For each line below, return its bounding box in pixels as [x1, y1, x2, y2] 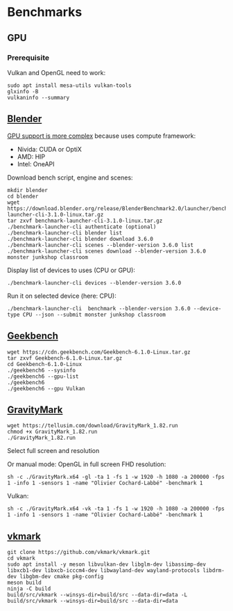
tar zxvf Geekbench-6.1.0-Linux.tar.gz [7, 354, 123, 362]
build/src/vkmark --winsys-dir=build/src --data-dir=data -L [7, 592, 188, 598]
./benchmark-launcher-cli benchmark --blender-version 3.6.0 [7, 305, 191, 312]
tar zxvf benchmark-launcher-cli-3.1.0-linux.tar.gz [7, 217, 163, 224]
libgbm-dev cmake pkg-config [19, 573, 104, 580]
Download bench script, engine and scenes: [7, 173, 133, 182]
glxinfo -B [7, 88, 39, 95]
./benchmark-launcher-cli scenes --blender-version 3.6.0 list [7, 241, 194, 248]
